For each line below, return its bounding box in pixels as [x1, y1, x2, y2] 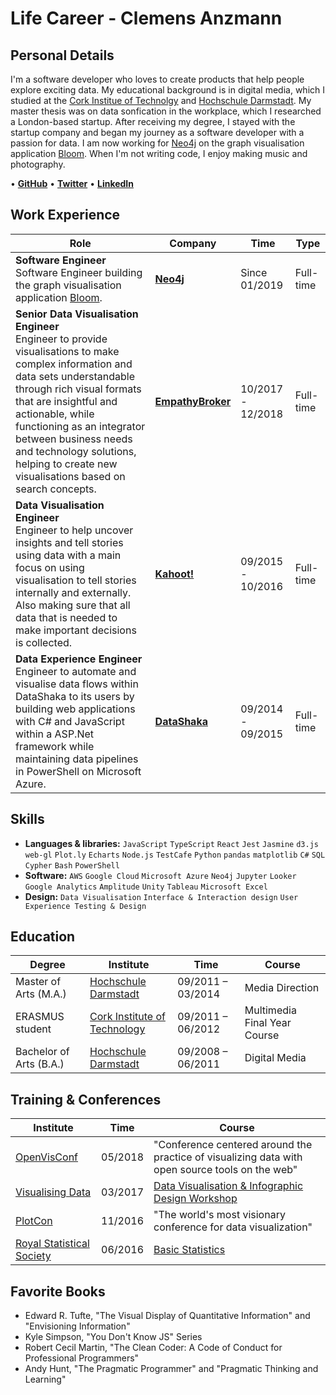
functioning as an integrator [15, 419, 146, 433]
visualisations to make [15, 344, 120, 358]
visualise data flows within [15, 677, 139, 691]
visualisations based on [15, 469, 126, 483]
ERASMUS [15, 1010, 65, 1024]
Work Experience [10, 207, 121, 224]
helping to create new [15, 457, 118, 471]
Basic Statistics [153, 1243, 226, 1257]
